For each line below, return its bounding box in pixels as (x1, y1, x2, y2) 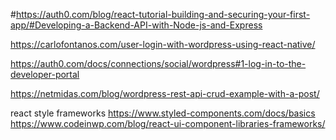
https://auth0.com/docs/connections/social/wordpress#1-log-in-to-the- (10, 58, 307, 69)
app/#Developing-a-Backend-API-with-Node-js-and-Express (10, 19, 263, 31)
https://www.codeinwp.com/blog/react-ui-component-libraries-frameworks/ (10, 118, 326, 129)
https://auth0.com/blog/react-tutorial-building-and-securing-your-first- (15, 9, 311, 20)
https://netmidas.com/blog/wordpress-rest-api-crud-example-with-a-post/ (10, 88, 320, 99)
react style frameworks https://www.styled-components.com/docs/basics (10, 107, 316, 119)
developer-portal (10, 69, 80, 80)
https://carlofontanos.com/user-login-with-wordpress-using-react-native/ (10, 39, 316, 50)
